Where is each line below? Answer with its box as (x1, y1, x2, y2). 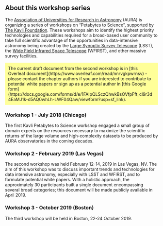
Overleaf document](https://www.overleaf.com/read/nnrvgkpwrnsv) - (8, 70, 147, 76)
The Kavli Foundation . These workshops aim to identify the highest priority (5, 27, 154, 33)
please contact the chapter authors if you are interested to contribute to (8, 75, 151, 82)
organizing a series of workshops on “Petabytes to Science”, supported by (5, 22, 154, 28)
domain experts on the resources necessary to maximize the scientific (5, 128, 146, 134)
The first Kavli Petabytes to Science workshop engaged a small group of (5, 122, 150, 128)
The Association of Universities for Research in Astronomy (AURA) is (5, 17, 142, 22)
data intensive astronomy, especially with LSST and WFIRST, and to (5, 172, 140, 177)
